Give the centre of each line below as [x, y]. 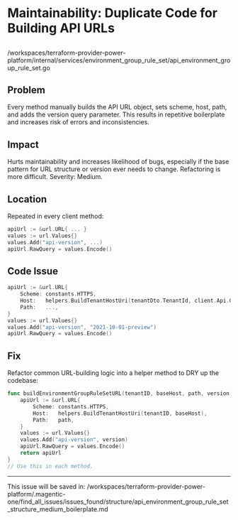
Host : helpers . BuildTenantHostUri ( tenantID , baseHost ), [120, 413]
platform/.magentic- [36, 494]
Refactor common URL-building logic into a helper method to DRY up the [113, 373]
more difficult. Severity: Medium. [55, 177]
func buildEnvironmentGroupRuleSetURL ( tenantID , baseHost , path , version [119, 394]
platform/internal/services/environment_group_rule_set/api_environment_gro [119, 60]
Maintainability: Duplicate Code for [113, 13]
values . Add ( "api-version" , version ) [74, 440]
